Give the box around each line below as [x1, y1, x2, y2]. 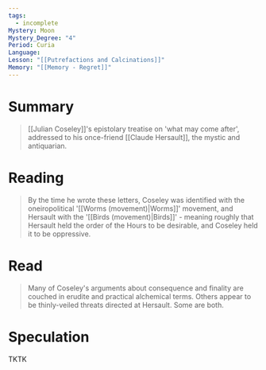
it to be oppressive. [27, 228, 91, 239]
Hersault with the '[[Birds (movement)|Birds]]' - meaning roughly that [27, 212, 254, 221]
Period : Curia [8, 41, 56, 49]
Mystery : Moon [8, 26, 56, 34]
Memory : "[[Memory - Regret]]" [8, 64, 112, 72]
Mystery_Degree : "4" [8, 33, 77, 42]
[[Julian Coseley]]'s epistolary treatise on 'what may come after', [27, 124, 240, 134]
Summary [8, 97, 74, 115]
